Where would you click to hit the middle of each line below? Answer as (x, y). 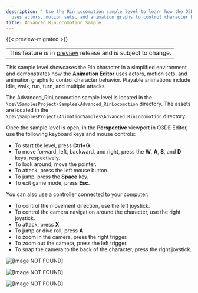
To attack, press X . (37, 225)
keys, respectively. (37, 158)
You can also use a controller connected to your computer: (77, 194)
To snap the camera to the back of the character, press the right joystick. (103, 249)
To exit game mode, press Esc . (52, 183)
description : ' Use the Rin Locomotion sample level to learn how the (95, 11)
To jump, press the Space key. (52, 177)
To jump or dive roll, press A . (49, 231)
